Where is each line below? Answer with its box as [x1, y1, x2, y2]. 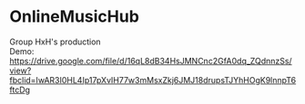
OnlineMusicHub [9, 6, 139, 27]
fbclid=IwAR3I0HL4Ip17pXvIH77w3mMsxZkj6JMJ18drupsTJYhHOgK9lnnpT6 [9, 74, 297, 85]
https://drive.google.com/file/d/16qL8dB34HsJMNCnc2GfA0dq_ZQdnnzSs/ [9, 55, 293, 66]
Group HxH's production [9, 36, 102, 47]
